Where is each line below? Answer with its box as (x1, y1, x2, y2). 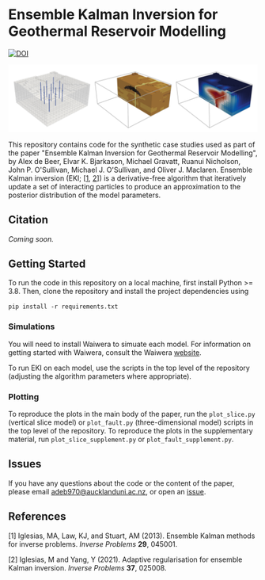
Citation (8, 213, 49, 227)
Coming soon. (8, 234, 54, 243)
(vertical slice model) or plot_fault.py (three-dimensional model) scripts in (8, 418, 254, 427)
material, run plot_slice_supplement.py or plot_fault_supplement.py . (8, 434, 234, 444)
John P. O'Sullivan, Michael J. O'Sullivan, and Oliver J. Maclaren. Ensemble (8, 165, 253, 174)
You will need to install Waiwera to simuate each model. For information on (8, 339, 252, 349)
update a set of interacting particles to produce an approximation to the (8, 181, 241, 191)
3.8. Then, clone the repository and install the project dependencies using (8, 287, 249, 296)
